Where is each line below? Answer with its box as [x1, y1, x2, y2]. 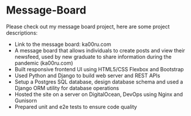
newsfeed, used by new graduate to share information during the [14, 53, 172, 60]
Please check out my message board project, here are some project [6, 23, 170, 30]
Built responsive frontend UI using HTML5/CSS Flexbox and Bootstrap [14, 65, 184, 72]
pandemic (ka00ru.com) [14, 59, 73, 67]
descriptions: [6, 29, 38, 36]
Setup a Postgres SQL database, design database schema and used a [14, 78, 183, 85]
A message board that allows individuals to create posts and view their [14, 47, 186, 54]
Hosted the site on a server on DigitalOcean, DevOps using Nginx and [14, 91, 183, 98]
